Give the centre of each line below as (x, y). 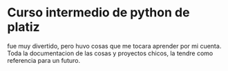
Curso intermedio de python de (98, 13)
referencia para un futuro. (44, 60)
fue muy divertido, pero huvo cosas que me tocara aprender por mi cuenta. (114, 46)
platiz (23, 27)
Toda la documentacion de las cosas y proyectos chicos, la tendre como (110, 53)
